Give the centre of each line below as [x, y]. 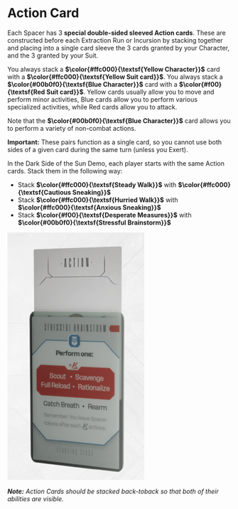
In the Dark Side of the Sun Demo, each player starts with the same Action [116, 163]
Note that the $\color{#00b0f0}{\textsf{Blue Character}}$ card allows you [119, 120]
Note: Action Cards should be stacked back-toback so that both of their [113, 491]
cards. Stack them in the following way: [65, 171]
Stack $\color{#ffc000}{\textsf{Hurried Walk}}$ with [98, 200]
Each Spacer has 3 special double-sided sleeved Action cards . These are [117, 33]
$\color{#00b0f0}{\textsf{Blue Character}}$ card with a [92, 84]
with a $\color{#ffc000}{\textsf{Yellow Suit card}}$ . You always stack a [115, 77]
